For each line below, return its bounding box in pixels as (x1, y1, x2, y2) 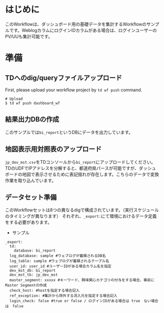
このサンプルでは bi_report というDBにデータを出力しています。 (5, 129, 133, 135)
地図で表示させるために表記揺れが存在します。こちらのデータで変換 (22, 171, 159, 177)
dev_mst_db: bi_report (9, 268, 56, 273)
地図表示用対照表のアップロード (5, 145, 102, 153)
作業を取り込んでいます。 (5, 177, 56, 183)
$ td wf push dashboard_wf (5, 101, 60, 106)
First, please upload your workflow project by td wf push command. (5, 86, 142, 93)
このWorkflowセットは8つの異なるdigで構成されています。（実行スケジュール (5, 207, 159, 213)
